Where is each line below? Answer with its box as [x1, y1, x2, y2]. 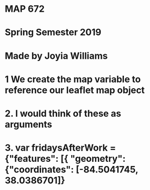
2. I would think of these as [5, 108, 121, 119]
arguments [5, 118, 52, 130]
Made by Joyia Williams [5, 50, 108, 61]
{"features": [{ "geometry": [5, 153, 126, 164]
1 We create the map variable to [5, 73, 141, 85]
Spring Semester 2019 [5, 27, 102, 38]
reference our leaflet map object [5, 84, 145, 96]
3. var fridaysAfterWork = [5, 142, 116, 154]
